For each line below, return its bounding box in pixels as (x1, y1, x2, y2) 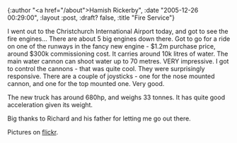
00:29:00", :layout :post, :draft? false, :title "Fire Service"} (7, 13, 175, 22)
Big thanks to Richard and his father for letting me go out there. (7, 114, 191, 123)
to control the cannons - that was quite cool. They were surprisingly (7, 65, 205, 73)
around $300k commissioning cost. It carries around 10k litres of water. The (7, 49, 229, 58)
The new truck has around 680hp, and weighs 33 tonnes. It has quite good (7, 93, 225, 101)
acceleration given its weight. (7, 101, 93, 108)
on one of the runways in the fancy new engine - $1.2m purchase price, (7, 42, 216, 50)
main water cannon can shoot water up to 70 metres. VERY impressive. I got (7, 57, 229, 66)
